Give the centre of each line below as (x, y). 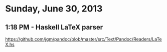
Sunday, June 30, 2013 (54, 9)
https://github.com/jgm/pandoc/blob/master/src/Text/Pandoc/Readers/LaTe (83, 39)
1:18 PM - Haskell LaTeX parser (54, 27)
